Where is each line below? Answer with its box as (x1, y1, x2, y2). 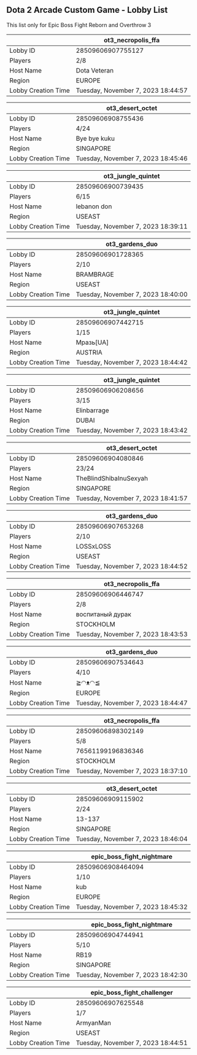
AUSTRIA (75, 348, 102, 356)
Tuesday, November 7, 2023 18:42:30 (75, 970, 188, 979)
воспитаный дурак (75, 610, 132, 618)
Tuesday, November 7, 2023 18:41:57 (75, 494, 188, 503)
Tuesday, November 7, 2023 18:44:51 (75, 1038, 188, 1047)
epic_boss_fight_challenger (90, 988, 173, 997)
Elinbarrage (75, 406, 109, 414)
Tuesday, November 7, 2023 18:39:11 (75, 222, 188, 230)
